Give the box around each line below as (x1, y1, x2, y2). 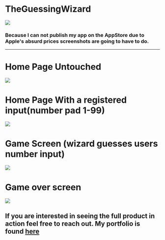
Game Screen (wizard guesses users (5, 138, 158, 150)
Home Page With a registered (5, 94, 127, 106)
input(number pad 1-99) (5, 105, 105, 116)
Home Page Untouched (5, 61, 102, 72)
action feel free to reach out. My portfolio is (5, 220, 140, 228)
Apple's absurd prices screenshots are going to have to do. (5, 38, 149, 45)
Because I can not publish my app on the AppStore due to (5, 31, 145, 38)
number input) (5, 149, 65, 160)
